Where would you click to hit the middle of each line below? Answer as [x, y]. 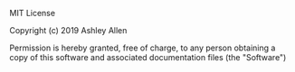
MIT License [33, 13]
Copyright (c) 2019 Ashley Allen [68, 30]
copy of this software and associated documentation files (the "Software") [148, 57]
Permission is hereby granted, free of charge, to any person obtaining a [143, 48]
